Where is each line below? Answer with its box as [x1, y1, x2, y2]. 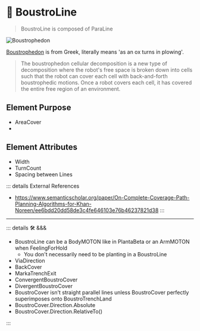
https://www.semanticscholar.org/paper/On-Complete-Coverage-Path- [14, 194, 190, 201]
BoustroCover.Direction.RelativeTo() [14, 308, 103, 315]
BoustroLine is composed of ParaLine [20, 25, 113, 32]
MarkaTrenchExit [14, 269, 57, 277]
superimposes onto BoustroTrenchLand [14, 295, 112, 302]
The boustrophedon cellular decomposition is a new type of [20, 60, 168, 67]
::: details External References [6, 182, 80, 189]
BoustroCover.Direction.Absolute [14, 301, 96, 308]
